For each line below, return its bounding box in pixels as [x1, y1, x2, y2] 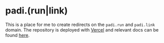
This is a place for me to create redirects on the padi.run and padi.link [5, 21, 155, 27]
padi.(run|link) [5, 5, 68, 16]
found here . [5, 32, 30, 38]
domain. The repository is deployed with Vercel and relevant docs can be [5, 26, 159, 32]
